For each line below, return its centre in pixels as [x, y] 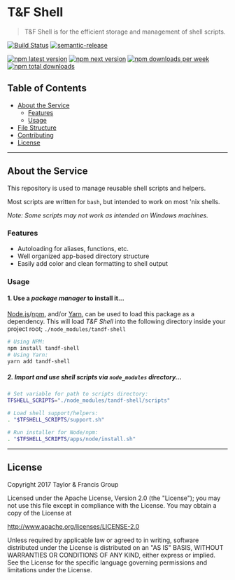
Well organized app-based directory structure [83, 256]
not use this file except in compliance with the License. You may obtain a [112, 505]
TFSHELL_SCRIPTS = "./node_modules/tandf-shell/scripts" [89, 400]
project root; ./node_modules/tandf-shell [66, 329]
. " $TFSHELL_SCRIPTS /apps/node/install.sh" [72, 439]
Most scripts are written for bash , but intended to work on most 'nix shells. [114, 201]
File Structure [37, 128]
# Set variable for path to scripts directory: [78, 394]
